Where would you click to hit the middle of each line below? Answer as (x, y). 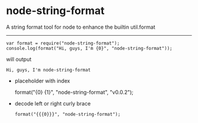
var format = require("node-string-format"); (63, 43)
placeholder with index (42, 81)
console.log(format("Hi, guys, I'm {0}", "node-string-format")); (89, 48)
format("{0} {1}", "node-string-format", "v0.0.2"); (74, 92)
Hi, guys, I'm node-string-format (49, 70)
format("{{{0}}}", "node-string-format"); (67, 114)
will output (19, 59)
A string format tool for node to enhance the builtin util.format (81, 27)
